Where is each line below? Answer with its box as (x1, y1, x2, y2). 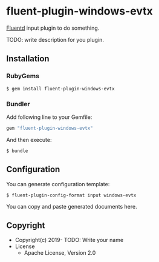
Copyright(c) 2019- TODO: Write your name (15, 237, 124, 244)
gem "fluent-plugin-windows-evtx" (6, 125, 94, 131)
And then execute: (6, 136, 52, 143)
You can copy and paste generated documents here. (6, 203, 137, 210)
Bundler (6, 99, 30, 108)
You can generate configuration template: (6, 180, 110, 187)
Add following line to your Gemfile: (6, 113, 92, 121)
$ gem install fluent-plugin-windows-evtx (6, 86, 115, 92)
